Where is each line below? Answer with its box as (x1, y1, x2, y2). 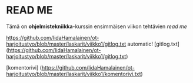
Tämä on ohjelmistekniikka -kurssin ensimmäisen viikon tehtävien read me (6, 23, 187, 30)
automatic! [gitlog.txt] (127, 40, 179, 47)
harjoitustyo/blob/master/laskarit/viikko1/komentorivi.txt (6, 70, 141, 77)
